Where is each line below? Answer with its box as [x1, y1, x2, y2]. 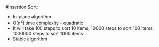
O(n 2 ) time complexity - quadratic [12, 19, 84, 26]
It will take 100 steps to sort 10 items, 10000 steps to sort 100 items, [12, 25, 154, 31]
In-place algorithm [12, 14, 52, 19]
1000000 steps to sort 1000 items [12, 30, 83, 36]
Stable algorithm [12, 36, 47, 42]
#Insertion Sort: [5, 4, 38, 10]
